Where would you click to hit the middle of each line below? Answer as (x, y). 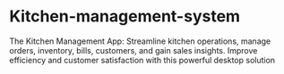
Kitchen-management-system (125, 16)
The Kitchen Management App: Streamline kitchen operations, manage (140, 41)
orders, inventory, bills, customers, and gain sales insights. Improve (133, 50)
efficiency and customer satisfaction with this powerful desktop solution (142, 60)
